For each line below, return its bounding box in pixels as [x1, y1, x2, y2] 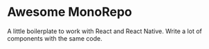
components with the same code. [7, 34, 102, 42]
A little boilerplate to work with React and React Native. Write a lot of [7, 27, 202, 35]
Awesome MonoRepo [7, 4, 133, 20]
